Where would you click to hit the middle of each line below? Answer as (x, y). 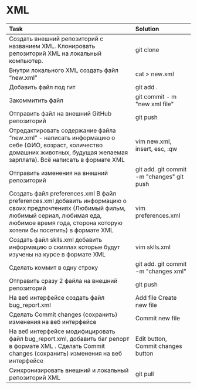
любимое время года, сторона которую (66, 222)
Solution (147, 29)
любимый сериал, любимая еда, (55, 215)
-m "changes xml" (161, 271)
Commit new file (158, 318)
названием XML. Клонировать (52, 46)
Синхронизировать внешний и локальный (69, 370)
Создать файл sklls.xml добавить (56, 239)
